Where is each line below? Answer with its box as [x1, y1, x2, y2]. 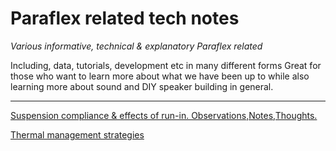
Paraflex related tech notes [10, 7, 240, 30]
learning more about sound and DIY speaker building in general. [10, 80, 274, 92]
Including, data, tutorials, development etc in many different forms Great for [10, 59, 322, 71]
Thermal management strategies [10, 128, 145, 141]
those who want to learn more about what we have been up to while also [10, 70, 310, 82]
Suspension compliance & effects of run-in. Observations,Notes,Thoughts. [10, 109, 318, 121]
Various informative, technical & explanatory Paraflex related [10, 40, 263, 52]
